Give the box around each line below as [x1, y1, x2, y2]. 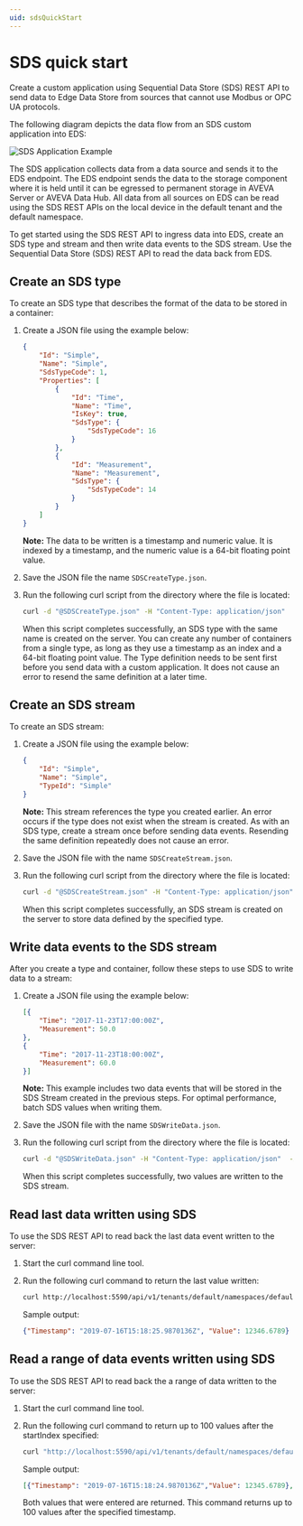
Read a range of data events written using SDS [9, 1352, 276, 1367]
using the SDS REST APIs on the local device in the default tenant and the [9, 201, 283, 212]
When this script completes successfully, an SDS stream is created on [22, 904, 284, 915]
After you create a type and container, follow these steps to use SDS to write [9, 963, 294, 974]
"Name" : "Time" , [70, 401, 133, 411]
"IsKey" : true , [70, 410, 128, 419]
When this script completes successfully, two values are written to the [22, 1171, 284, 1182]
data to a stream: [9, 972, 72, 984]
